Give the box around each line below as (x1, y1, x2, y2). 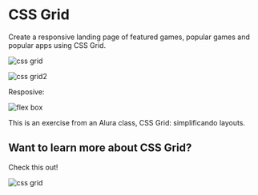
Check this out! (8, 162, 58, 172)
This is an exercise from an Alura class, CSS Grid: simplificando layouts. (8, 117, 246, 127)
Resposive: (8, 86, 45, 97)
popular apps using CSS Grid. (8, 40, 107, 50)
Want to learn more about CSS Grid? (8, 141, 192, 155)
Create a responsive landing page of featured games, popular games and (8, 32, 251, 42)
